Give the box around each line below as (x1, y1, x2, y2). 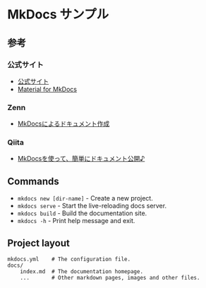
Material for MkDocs (17, 85, 78, 93)
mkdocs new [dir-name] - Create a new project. (17, 194, 153, 203)
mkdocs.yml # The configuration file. (7, 256, 131, 263)
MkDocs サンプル (7, 6, 109, 23)
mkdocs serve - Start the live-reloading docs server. (17, 202, 167, 210)
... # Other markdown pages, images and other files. (20, 275, 200, 282)
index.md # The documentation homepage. (20, 268, 143, 275)
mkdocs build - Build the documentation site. (17, 209, 147, 217)
